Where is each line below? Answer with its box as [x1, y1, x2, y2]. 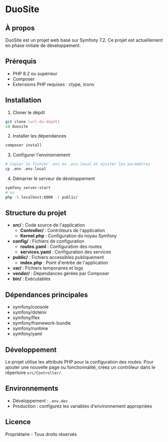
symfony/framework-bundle [12, 320, 71, 326]
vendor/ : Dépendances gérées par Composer [12, 271, 110, 277]
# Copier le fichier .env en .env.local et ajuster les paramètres [5, 162, 151, 167]
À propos [5, 24, 35, 32]
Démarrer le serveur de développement [12, 175, 95, 182]
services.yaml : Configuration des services [20, 249, 111, 255]
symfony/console [12, 304, 49, 310]
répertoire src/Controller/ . [5, 370, 63, 376]
